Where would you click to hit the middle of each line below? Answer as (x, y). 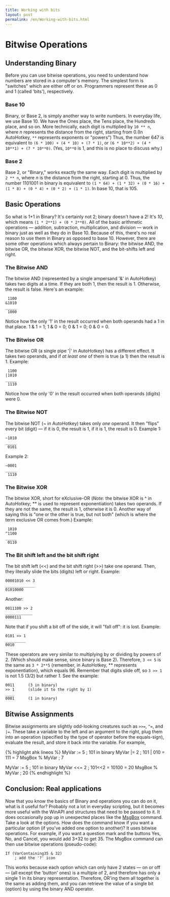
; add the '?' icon (35, 858)
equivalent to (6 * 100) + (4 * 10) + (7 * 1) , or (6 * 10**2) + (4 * (78, 143)
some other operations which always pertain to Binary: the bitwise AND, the (84, 244)
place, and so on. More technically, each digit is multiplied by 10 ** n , (78, 126)
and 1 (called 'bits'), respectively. (40, 91)
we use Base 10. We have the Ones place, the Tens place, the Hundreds (80, 121)
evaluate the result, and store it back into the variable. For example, (76, 743)
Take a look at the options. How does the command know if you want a (79, 822)
